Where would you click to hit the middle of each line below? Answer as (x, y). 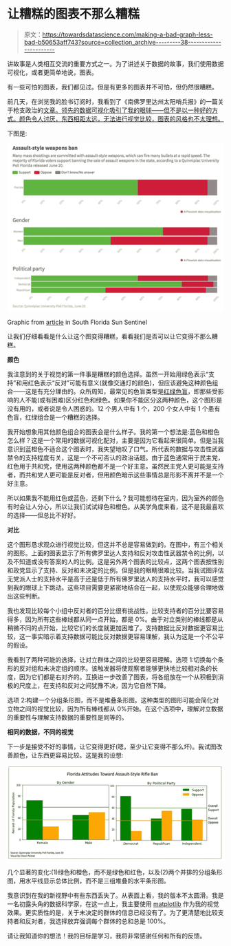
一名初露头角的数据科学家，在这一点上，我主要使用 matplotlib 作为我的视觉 (113, 904)
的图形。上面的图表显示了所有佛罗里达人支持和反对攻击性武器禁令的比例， (112, 553)
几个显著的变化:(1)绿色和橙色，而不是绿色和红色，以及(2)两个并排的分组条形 (115, 872)
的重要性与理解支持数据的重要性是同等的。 (67, 717)
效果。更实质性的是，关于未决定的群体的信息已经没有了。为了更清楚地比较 (112, 912)
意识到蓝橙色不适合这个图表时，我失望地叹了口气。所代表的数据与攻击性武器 (115, 449)
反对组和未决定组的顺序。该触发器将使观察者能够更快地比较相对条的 (115, 668)
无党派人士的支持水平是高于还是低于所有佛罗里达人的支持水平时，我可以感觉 (115, 579)
